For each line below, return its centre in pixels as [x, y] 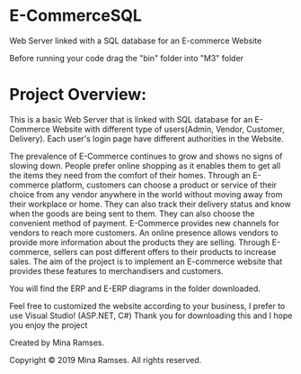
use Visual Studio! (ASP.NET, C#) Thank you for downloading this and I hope [151, 315]
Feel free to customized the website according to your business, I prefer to [147, 306]
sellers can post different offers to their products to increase [165, 251]
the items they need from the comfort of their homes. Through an [130, 175]
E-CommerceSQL [75, 16]
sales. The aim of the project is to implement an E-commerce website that [146, 261]
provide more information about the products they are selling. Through [140, 242]
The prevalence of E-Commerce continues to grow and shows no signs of [146, 156]
